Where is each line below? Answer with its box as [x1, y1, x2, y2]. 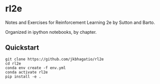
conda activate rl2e [5, 70, 48, 75]
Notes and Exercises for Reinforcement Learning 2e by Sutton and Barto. [5, 19, 155, 25]
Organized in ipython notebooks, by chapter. [5, 29, 97, 35]
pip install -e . [5, 74, 41, 79]
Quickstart [5, 43, 39, 52]
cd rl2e [5, 61, 21, 66]
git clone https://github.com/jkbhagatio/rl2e [5, 57, 104, 62]
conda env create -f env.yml [5, 65, 66, 70]
